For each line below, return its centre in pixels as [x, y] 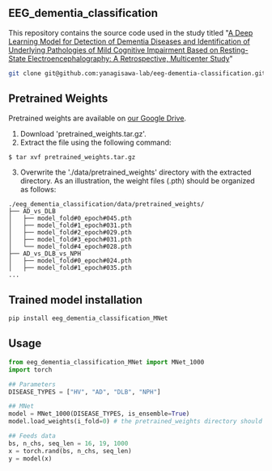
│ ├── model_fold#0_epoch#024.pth [70, 261]
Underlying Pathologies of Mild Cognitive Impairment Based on [113, 50]
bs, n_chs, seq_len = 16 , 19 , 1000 [68, 444]
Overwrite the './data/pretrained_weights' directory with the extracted [136, 172]
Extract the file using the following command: [96, 142]
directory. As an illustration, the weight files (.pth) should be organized [137, 181]
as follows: [38, 190]
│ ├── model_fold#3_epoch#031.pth [70, 240]
